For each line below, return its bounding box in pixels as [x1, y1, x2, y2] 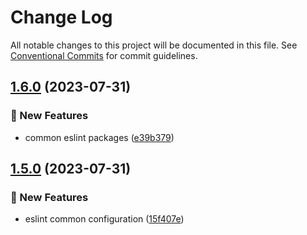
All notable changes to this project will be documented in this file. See [10, 39, 298, 51]
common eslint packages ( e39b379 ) [24, 131, 175, 143]
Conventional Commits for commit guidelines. [10, 49, 198, 61]
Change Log [10, 6, 113, 29]
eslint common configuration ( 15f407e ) [24, 213, 185, 225]
